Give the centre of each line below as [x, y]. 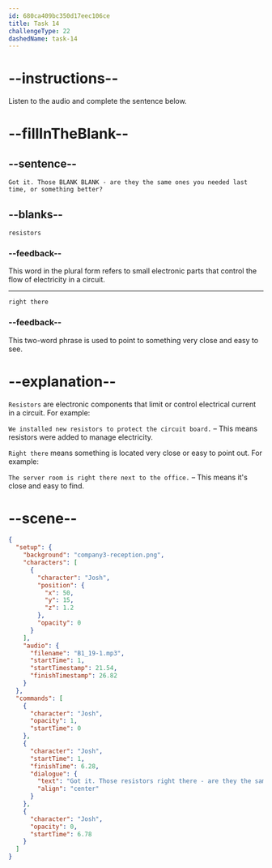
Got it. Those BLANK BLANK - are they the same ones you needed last [128, 183]
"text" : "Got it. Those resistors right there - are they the [144, 781]
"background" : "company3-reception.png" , [93, 555]
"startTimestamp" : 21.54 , [73, 668]
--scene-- [43, 518]
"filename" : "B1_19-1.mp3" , [77, 653]
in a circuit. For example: [49, 413]
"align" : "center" [68, 789]
